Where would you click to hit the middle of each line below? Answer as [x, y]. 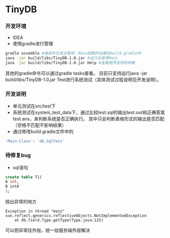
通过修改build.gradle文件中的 [43, 131]
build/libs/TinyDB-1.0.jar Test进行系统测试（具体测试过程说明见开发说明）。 [83, 80]
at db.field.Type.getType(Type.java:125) [59, 220]
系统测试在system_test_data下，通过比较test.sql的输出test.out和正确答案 [89, 113]
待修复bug [18, 155]
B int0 [12, 187]
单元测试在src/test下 [34, 106]
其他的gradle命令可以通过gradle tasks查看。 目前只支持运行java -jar [76, 73]
